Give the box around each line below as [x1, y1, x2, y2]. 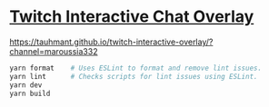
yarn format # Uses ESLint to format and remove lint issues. [9, 63, 262, 73]
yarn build [9, 89, 51, 98]
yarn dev [9, 80, 43, 90]
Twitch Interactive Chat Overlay [9, 6, 254, 27]
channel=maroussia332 [9, 45, 98, 56]
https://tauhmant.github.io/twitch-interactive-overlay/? [9, 36, 214, 47]
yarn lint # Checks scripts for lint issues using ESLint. [9, 72, 258, 81]
